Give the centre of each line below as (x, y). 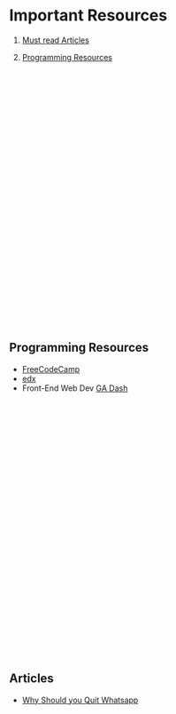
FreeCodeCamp (51, 369)
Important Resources (88, 16)
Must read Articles (56, 40)
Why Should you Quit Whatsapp (80, 700)
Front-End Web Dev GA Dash (75, 388)
